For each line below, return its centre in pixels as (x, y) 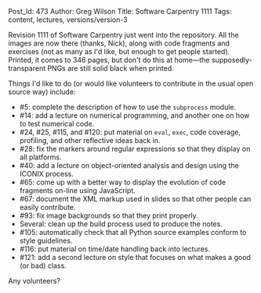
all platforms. (40, 157)
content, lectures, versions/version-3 (68, 20)
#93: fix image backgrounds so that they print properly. (109, 216)
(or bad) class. (43, 266)
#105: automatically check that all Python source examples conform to (133, 232)
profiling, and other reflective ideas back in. (90, 140)
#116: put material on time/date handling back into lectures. (115, 249)
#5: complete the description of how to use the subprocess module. (128, 107)
